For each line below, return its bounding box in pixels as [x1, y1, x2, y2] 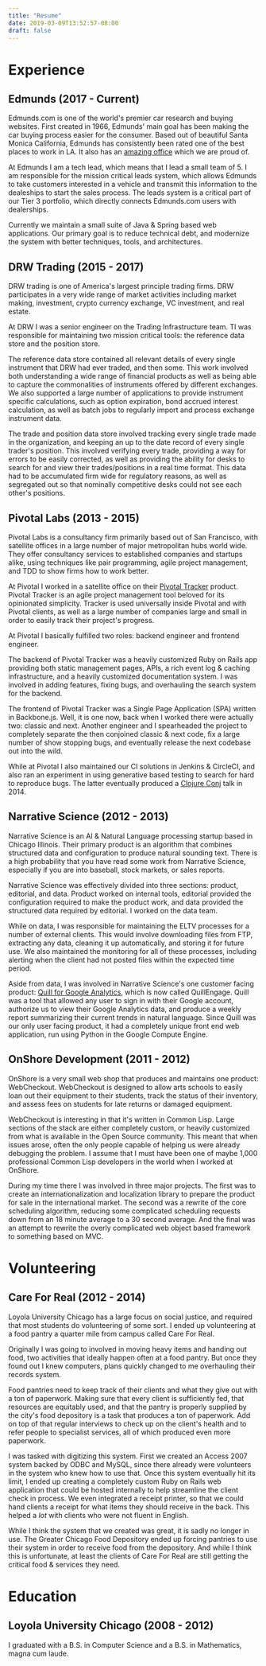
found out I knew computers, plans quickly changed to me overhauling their [8, 1361, 256, 1371]
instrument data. [8, 414, 62, 423]
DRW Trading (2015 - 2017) [8, 260, 145, 274]
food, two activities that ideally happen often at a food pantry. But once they [8, 1353, 257, 1362]
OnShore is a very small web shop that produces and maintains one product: [8, 1073, 259, 1083]
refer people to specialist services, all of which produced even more [8, 1427, 231, 1437]
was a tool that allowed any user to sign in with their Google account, [8, 995, 234, 1005]
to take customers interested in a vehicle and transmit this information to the [8, 180, 258, 189]
